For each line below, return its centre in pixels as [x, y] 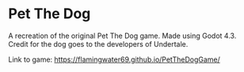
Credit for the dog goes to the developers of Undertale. [98, 44]
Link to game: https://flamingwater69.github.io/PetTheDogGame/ [114, 59]
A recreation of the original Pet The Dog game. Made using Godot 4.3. [122, 36]
